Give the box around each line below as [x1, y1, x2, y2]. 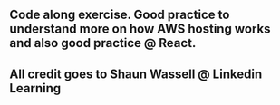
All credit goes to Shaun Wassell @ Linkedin [9, 66, 263, 81]
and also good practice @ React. [9, 35, 197, 51]
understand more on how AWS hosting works [9, 22, 271, 37]
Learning [9, 81, 62, 96]
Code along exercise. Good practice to [9, 7, 230, 23]
